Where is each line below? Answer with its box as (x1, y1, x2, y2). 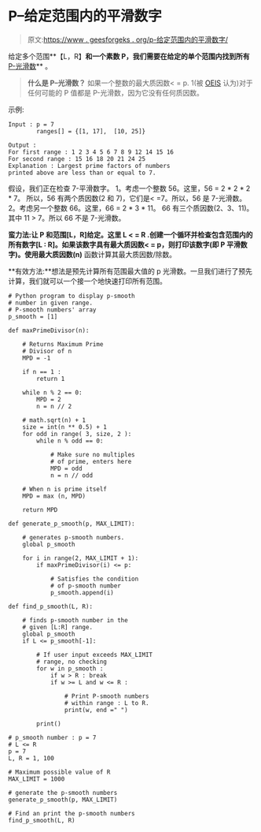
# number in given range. (8, 299, 93, 307)
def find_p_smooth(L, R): (8, 603, 93, 610)
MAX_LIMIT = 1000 (8, 774, 65, 783)
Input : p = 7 (8, 120, 55, 129)
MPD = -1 (22, 354, 51, 362)
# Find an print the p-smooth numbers (8, 809, 135, 817)
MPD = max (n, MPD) (22, 492, 86, 500)
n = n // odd (50, 471, 93, 479)
